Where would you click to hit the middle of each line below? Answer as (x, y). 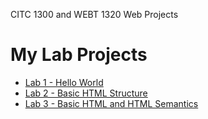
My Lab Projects (79, 55)
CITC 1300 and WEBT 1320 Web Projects (94, 14)
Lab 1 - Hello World (64, 82)
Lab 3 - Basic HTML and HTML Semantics (111, 103)
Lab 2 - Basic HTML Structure (86, 93)
